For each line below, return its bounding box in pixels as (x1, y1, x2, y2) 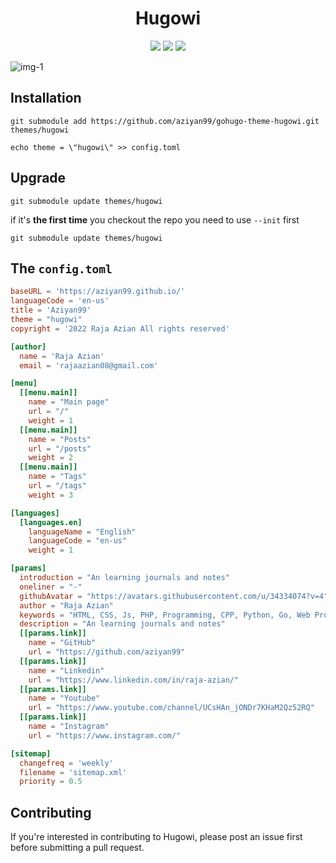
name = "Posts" (28, 434, 92, 444)
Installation (10, 90, 82, 107)
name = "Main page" (28, 397, 110, 407)
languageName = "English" (28, 527, 137, 537)
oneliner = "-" (19, 582, 83, 592)
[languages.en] (19, 517, 83, 527)
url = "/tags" (28, 481, 87, 491)
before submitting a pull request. (10, 842, 145, 854)
